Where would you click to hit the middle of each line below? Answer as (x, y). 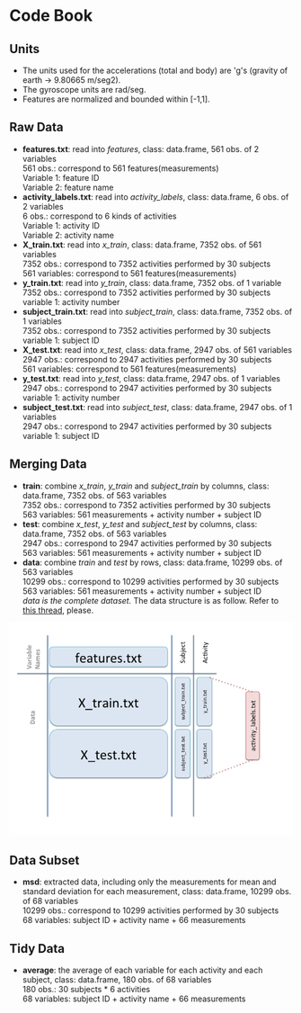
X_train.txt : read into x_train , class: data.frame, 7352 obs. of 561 (142, 245)
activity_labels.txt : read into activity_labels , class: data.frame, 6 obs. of (155, 197)
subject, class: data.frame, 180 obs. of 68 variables (117, 980)
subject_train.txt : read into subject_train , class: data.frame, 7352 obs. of (157, 311)
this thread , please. (58, 610)
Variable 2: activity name (68, 235)
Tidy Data (37, 949)
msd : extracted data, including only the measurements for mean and (149, 882)
